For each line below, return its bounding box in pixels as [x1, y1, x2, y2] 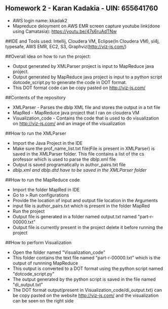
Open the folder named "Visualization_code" [12, 249, 105, 255]
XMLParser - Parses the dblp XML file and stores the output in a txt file [12, 104, 160, 110]
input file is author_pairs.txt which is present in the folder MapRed [12, 203, 150, 209]
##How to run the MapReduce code [5, 177, 80, 183]
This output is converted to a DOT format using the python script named [12, 265, 163, 272]
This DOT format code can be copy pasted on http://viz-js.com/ [12, 85, 146, 91]
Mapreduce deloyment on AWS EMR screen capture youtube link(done [12, 23, 160, 29]
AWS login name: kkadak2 [12, 17, 67, 23]
